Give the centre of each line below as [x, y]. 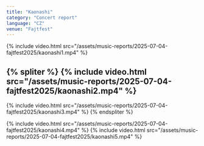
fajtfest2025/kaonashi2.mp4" [65, 91]
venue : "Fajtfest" [30, 29]
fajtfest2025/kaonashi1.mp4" [43, 53]
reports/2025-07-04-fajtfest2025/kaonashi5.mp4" [70, 137]
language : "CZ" [26, 23]
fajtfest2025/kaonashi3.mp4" [43, 112]
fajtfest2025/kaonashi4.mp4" [43, 130]
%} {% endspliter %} [107, 112]
